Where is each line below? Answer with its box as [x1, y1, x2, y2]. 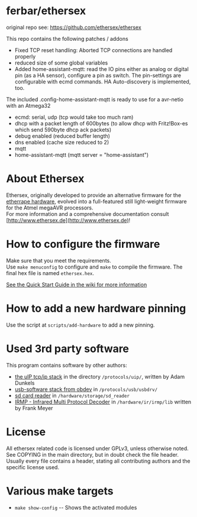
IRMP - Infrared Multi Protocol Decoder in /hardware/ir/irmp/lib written [14, 398, 192, 405]
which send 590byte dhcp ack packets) [14, 126, 112, 133]
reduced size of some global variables [14, 59, 108, 66]
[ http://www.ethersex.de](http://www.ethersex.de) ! [6, 217, 131, 224]
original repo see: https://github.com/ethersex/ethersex [6, 24, 142, 31]
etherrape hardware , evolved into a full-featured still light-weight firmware [6, 198, 188, 205]
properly [14, 53, 36, 60]
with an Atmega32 [6, 102, 51, 109]
